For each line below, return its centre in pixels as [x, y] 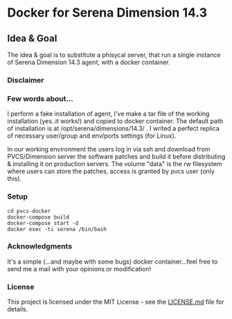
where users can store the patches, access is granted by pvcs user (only [111, 172]
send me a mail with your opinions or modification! [79, 268]
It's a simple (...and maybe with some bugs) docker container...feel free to [113, 262]
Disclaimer [26, 80]
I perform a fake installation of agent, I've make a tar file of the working [108, 114]
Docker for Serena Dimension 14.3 [107, 13]
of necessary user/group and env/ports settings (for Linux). [92, 136]
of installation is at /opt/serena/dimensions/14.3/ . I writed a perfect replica [114, 129]
